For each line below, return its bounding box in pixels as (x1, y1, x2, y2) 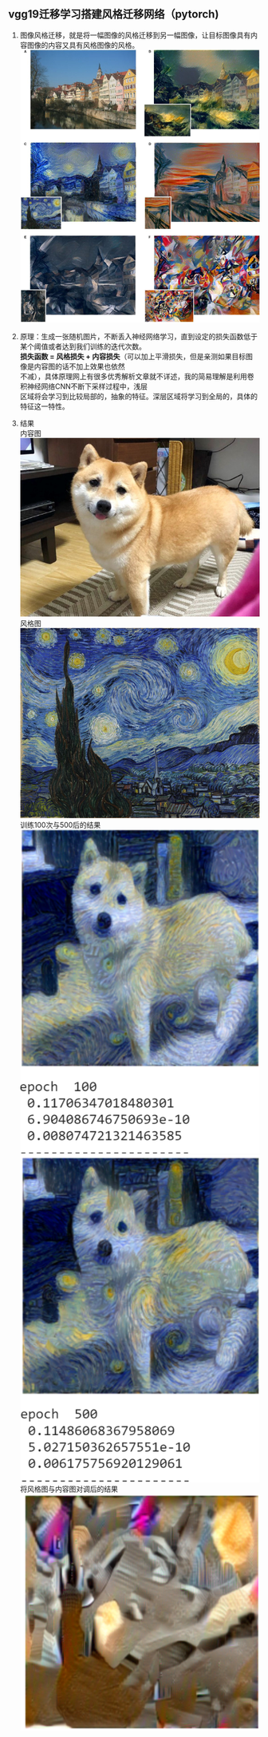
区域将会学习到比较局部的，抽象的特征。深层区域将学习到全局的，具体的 (19, 391, 258, 401)
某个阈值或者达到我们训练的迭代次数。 (19, 342, 146, 351)
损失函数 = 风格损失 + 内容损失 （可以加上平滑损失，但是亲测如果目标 (19, 351, 246, 361)
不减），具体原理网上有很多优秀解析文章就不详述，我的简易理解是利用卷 (19, 371, 254, 381)
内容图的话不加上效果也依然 (33, 362, 125, 371)
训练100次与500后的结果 (19, 820, 101, 829)
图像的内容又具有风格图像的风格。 (26, 40, 140, 49)
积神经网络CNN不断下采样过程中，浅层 (19, 382, 148, 391)
